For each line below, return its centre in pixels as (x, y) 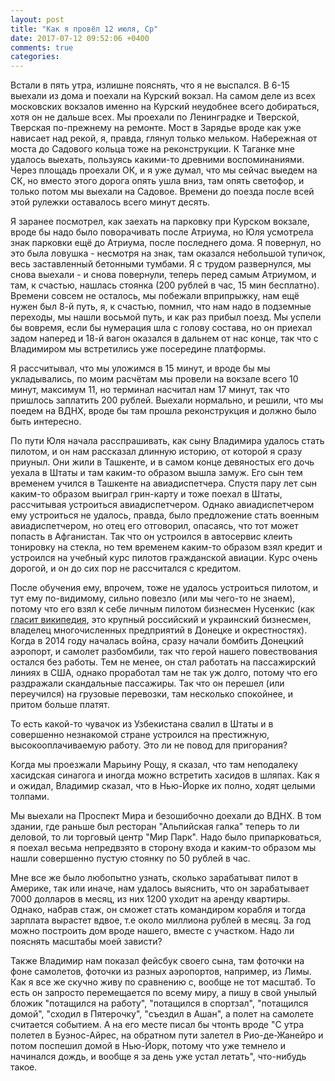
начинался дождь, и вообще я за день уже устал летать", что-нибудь (158, 1057)
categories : (35, 57)
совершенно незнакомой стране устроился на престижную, (140, 735)
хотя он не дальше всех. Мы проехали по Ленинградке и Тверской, (155, 117)
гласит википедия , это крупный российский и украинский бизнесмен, (161, 620)
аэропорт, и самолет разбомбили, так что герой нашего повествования (164, 652)
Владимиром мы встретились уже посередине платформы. (138, 349)
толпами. (30, 797)
